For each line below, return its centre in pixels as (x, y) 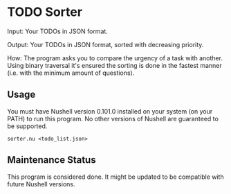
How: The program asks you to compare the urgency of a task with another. (115, 58)
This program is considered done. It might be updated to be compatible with (115, 177)
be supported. (27, 126)
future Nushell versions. (41, 184)
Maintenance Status (52, 160)
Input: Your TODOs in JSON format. (58, 31)
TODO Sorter (45, 12)
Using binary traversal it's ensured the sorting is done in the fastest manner (115, 65)
